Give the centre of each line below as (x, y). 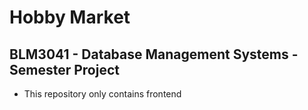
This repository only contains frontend (102, 94)
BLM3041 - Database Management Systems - (154, 54)
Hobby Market (70, 17)
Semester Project (64, 69)
